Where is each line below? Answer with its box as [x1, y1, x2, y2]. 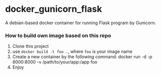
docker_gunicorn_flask [5, 3, 102, 15]
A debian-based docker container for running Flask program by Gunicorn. [5, 20, 157, 26]
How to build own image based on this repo [5, 32, 111, 39]
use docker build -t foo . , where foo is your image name [12, 48, 133, 55]
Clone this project [12, 43, 49, 49]
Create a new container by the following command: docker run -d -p [12, 54, 153, 60]
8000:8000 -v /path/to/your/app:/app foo [12, 59, 98, 65]
